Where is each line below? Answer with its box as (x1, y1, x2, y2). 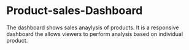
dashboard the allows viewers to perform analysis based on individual (6, 30, 183, 37)
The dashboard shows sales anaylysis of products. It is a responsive (6, 24, 179, 31)
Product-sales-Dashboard (6, 4, 143, 18)
